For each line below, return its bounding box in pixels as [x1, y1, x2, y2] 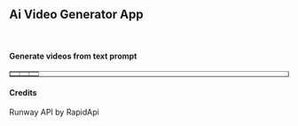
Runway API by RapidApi [9, 106, 99, 118]
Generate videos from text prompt [9, 51, 137, 61]
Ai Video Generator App [9, 7, 144, 22]
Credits [9, 87, 37, 98]
